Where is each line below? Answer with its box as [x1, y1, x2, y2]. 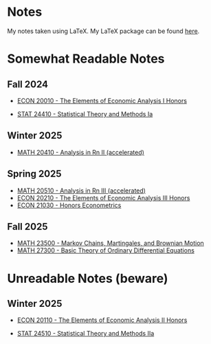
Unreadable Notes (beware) [7, 270, 168, 286]
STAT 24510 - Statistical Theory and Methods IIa [16, 330, 155, 338]
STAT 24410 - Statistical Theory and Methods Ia [16, 109, 153, 118]
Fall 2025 [7, 221, 48, 233]
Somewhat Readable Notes [7, 51, 165, 67]
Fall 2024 [7, 78, 49, 90]
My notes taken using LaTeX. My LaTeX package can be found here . [7, 27, 200, 35]
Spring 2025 [7, 168, 62, 180]
